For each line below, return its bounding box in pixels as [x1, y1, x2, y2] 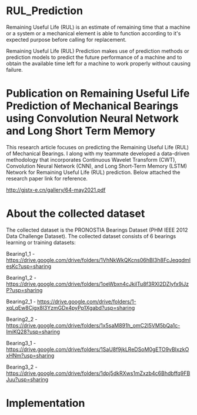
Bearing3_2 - [6, 363, 38, 370]
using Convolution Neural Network [6, 112, 179, 125]
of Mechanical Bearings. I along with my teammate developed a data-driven [6, 150, 190, 157]
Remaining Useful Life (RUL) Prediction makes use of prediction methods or [6, 47, 189, 54]
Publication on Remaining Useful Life [6, 87, 190, 101]
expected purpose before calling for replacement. [6, 36, 127, 43]
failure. [6, 66, 24, 73]
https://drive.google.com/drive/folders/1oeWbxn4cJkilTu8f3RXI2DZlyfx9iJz [6, 280, 189, 287]
